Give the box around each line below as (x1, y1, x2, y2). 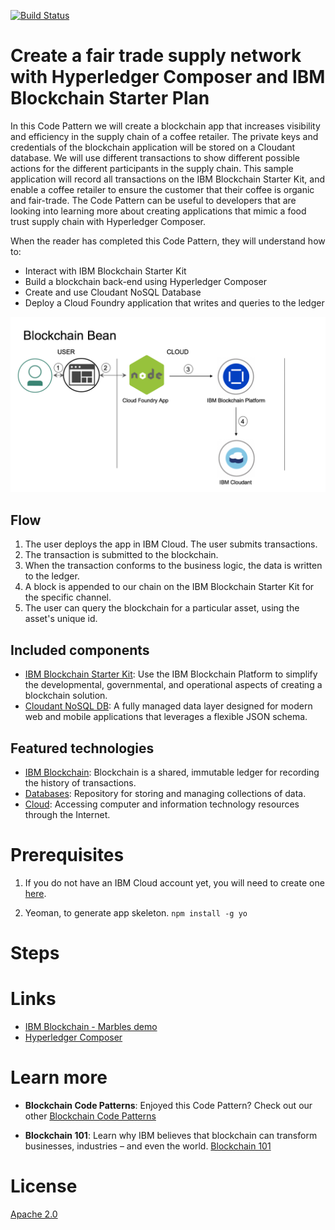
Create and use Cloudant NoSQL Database (24, 286, 202, 298)
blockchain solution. (24, 690, 108, 702)
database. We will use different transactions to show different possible (10, 151, 301, 164)
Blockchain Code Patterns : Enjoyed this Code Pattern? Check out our (24, 1099, 313, 1111)
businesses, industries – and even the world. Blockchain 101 (24, 1140, 272, 1152)
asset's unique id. (24, 613, 98, 625)
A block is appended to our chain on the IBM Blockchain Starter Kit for (24, 581, 315, 593)
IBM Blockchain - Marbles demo (24, 1020, 158, 1032)
